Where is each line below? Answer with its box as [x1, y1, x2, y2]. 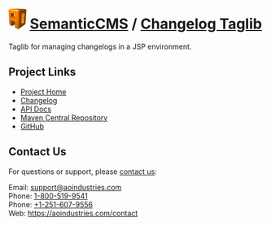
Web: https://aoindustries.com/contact [8, 208, 138, 218]
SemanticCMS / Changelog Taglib [29, 15, 263, 33]
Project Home [20, 86, 67, 97]
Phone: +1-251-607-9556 [8, 199, 94, 209]
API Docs [20, 104, 51, 114]
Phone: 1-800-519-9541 [8, 191, 88, 201]
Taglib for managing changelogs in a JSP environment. [8, 41, 192, 51]
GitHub [20, 121, 45, 131]
